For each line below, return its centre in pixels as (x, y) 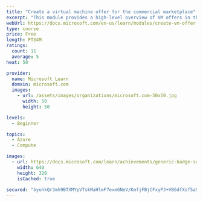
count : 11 (24, 51)
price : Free (21, 34)
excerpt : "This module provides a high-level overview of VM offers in (98, 17)
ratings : (17, 46)
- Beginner (25, 123)
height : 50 (36, 107)
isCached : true (36, 178)
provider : (19, 73)
